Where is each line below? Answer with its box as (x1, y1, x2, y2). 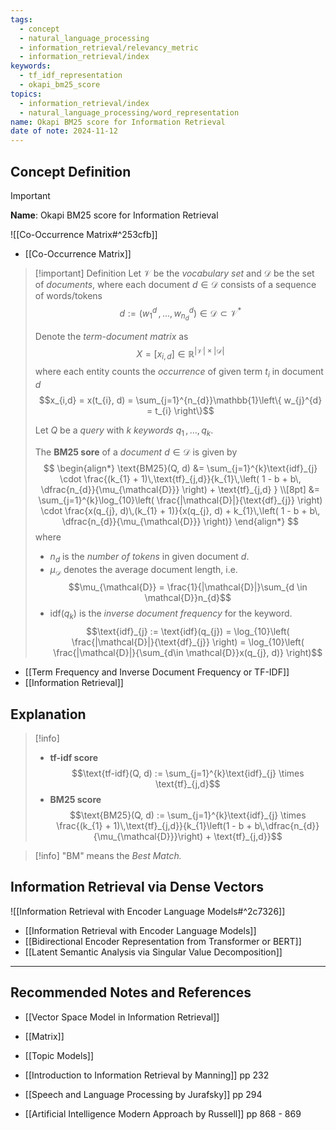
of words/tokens (34, 289, 103, 301)
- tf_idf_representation (19, 71, 123, 81)
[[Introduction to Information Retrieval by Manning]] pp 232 (24, 1069, 270, 1081)
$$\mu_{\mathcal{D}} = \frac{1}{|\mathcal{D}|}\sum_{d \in (68, 581, 308, 593)
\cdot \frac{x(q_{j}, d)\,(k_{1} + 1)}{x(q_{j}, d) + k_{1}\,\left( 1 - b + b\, (40, 504, 321, 516)
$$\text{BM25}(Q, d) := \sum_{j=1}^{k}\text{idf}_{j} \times (69, 809, 307, 821)
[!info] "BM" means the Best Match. (34, 849, 182, 861)
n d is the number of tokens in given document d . (49, 550, 250, 565)
